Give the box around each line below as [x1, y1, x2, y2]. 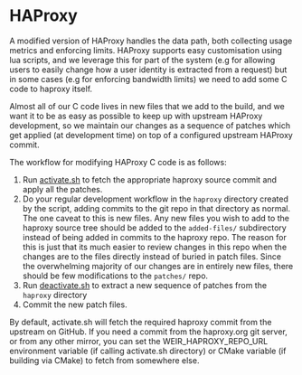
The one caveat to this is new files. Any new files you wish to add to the [22, 212, 289, 223]
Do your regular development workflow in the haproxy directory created [22, 193, 289, 204]
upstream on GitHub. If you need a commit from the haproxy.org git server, [9, 326, 288, 337]
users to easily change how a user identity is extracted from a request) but [9, 64, 288, 75]
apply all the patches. [22, 183, 103, 194]
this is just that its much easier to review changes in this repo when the [22, 241, 288, 252]
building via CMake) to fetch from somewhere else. [9, 354, 200, 366]
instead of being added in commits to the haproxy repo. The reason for [22, 231, 287, 242]
